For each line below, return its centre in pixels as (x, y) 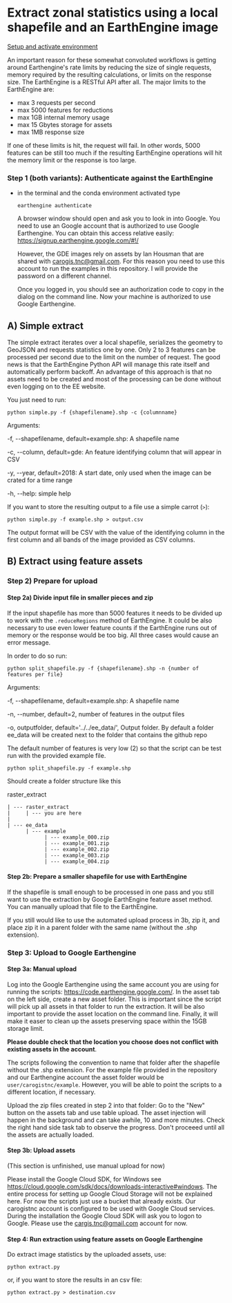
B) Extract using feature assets (75, 561)
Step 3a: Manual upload (42, 969)
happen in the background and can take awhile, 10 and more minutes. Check (116, 1120)
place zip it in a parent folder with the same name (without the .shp (102, 927)
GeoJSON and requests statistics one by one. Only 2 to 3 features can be (112, 350)
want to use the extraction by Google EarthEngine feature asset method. (110, 899)
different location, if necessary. (51, 1092)
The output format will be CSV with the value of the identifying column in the (116, 533)
